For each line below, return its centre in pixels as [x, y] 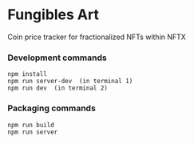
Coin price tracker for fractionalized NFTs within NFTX [97, 37]
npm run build [31, 125]
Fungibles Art [53, 15]
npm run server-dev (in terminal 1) [70, 82]
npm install [27, 74]
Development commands [57, 58]
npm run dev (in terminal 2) [58, 88]
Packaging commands [52, 108]
